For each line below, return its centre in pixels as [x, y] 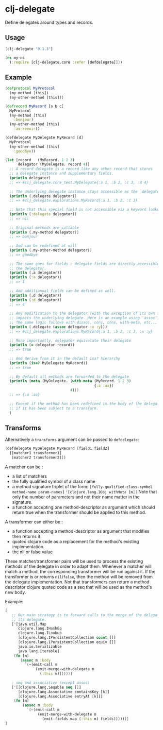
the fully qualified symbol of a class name [54, 481]
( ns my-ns [15, 58]
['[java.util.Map [29, 624]
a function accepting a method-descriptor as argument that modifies [81, 531]
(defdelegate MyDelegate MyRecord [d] [44, 138]
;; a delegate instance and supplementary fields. [62, 173]
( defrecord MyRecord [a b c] [34, 106]
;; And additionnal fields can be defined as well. [63, 291]
